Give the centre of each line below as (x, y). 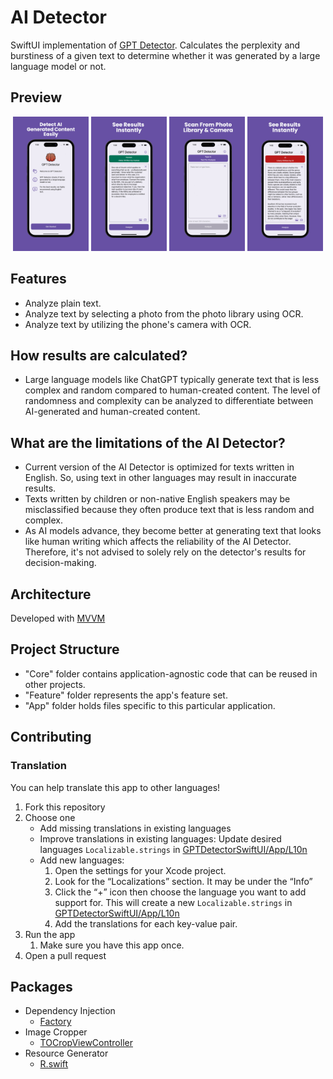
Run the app (50, 934)
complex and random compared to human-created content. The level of (172, 390)
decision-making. (60, 563)
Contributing (51, 737)
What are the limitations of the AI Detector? (148, 442)
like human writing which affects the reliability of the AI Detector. (158, 542)
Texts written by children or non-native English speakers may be (157, 499)
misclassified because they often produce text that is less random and (169, 510)
